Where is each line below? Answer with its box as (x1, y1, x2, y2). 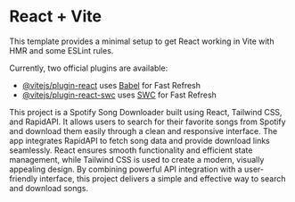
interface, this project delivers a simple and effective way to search (39, 173, 286, 184)
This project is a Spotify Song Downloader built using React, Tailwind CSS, (9, 106, 283, 117)
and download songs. (9, 182, 89, 193)
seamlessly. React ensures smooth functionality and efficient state (9, 145, 253, 156)
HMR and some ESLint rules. (9, 45, 114, 55)
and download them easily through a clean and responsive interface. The (9, 125, 278, 136)
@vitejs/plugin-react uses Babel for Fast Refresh (21, 80, 201, 90)
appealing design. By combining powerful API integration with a (9, 164, 242, 174)
